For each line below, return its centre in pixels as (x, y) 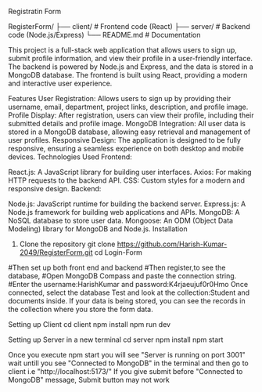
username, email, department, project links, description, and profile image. (128, 107)
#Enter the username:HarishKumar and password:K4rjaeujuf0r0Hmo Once (128, 284)
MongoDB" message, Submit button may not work (89, 380)
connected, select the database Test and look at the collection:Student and (129, 292)
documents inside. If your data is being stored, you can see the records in (127, 301)
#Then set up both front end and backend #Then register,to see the (117, 267)
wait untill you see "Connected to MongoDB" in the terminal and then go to (128, 363)
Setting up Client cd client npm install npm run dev (89, 324)
